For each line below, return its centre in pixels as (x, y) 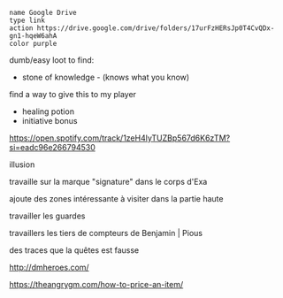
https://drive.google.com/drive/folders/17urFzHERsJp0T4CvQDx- (156, 28)
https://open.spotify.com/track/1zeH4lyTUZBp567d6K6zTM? (120, 138)
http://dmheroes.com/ (50, 267)
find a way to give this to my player (73, 94)
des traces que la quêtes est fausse (74, 250)
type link (27, 20)
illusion (22, 164)
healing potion (48, 111)
